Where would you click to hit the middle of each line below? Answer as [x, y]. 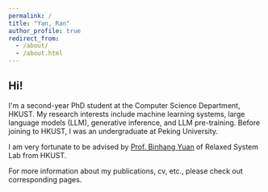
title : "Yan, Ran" [39, 23]
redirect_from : [34, 38]
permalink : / [30, 16]
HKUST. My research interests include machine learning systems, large [127, 114]
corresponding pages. [45, 179]
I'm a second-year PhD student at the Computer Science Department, [124, 105]
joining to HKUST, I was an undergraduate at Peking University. [113, 131]
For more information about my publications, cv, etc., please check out [126, 171]
